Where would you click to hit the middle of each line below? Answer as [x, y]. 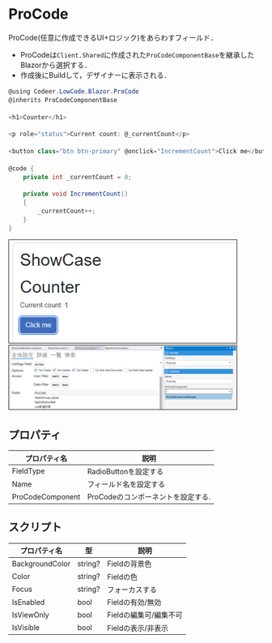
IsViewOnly [31, 615]
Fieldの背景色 [130, 564]
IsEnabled [28, 602]
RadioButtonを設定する [125, 471]
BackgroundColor [41, 564]
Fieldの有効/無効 [134, 602]
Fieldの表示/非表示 [138, 628]
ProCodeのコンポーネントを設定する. [149, 497]
